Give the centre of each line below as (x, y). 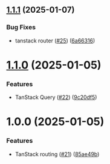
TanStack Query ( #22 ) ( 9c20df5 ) (56, 97)
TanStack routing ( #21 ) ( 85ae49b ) (57, 154)
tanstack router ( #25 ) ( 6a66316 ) (55, 40)
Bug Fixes (21, 27)
